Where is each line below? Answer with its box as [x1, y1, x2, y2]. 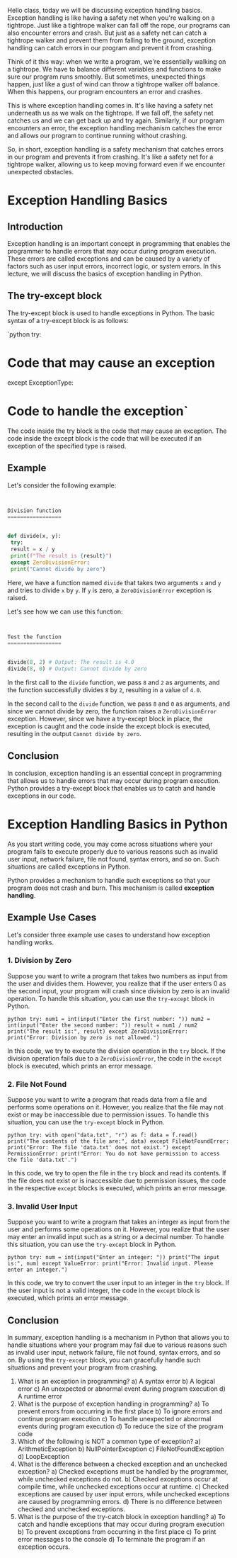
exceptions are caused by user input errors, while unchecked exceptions [17, 1490, 230, 1498]
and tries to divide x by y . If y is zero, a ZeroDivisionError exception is [7, 586, 212, 594]
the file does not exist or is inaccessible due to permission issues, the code [7, 1176, 226, 1185]
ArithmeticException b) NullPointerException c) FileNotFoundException [17, 1445, 224, 1453]
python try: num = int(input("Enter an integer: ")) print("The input [7, 1254, 220, 1261]
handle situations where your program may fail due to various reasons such [7, 1340, 228, 1349]
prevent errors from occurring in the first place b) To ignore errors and [17, 1407, 223, 1416]
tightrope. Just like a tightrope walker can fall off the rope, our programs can [7, 21, 231, 29]
